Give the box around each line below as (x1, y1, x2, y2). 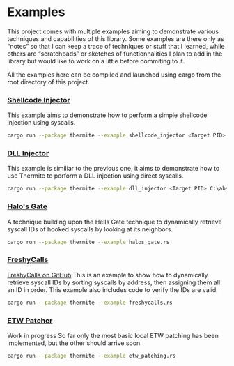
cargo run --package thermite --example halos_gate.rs (7, 238, 170, 245)
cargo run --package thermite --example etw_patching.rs (7, 352, 176, 359)
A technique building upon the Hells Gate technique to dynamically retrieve (7, 218, 222, 226)
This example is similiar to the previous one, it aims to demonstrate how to (7, 165, 220, 173)
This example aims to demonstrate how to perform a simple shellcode (7, 111, 208, 119)
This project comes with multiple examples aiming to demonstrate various (7, 27, 219, 36)
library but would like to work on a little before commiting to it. (7, 56, 185, 65)
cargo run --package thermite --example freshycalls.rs (7, 299, 173, 306)
